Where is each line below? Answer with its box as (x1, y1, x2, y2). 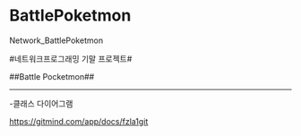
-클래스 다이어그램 (9, 98, 73, 108)
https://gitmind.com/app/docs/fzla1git (9, 115, 149, 126)
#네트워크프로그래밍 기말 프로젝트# (9, 53, 133, 64)
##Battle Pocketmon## (9, 71, 95, 81)
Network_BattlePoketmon (9, 35, 104, 46)
